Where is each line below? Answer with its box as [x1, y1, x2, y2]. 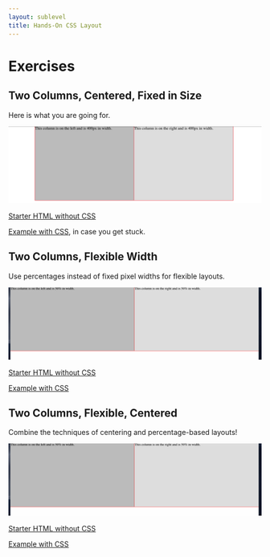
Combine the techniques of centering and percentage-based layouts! [8, 428, 238, 437]
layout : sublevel [8, 13, 67, 21]
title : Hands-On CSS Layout [8, 21, 103, 30]
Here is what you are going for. [8, 110, 111, 120]
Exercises [8, 57, 76, 75]
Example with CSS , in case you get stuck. [8, 227, 146, 237]
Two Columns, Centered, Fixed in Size [8, 89, 202, 103]
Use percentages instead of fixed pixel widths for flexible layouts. [8, 271, 225, 281]
